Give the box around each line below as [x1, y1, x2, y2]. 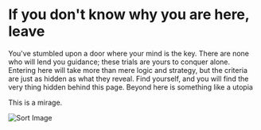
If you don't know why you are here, [8, 6, 250, 24]
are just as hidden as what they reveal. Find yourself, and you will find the [8, 74, 249, 83]
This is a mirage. [8, 97, 63, 107]
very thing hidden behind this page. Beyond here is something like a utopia [8, 82, 253, 92]
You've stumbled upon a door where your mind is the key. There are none [8, 48, 249, 58]
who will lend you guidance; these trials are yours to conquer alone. [8, 57, 231, 67]
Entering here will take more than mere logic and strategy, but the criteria [8, 65, 248, 75]
